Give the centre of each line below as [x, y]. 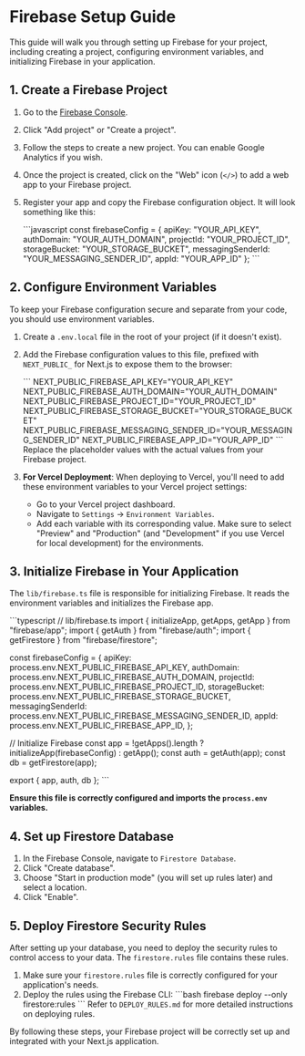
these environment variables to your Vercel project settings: [135, 486]
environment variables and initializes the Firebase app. [112, 603]
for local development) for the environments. [120, 543]
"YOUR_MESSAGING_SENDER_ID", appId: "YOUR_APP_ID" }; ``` [141, 258]
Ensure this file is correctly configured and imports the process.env [138, 798]
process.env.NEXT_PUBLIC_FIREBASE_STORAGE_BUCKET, [120, 697]
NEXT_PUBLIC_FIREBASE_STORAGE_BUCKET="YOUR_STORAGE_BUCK [158, 410]
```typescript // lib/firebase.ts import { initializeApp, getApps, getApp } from [150, 621]
